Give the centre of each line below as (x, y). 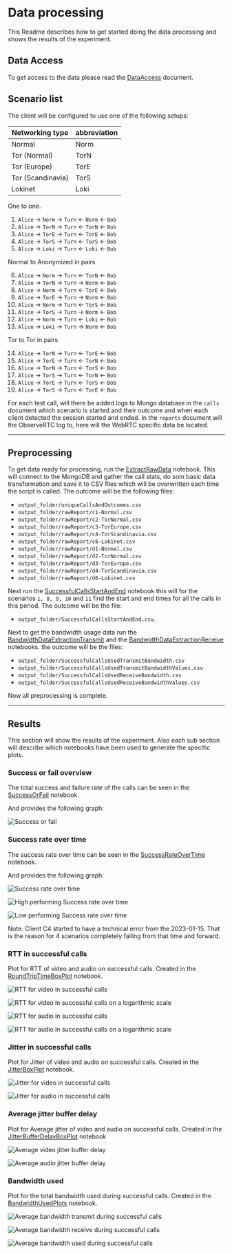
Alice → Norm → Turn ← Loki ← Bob (67, 319)
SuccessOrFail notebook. (44, 795)
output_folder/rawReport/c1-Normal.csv (75, 513)
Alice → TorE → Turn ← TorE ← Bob (67, 234)
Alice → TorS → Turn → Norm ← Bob (67, 312)
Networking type (40, 132)
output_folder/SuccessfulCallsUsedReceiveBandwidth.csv (99, 676)
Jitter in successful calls (50, 1047)
